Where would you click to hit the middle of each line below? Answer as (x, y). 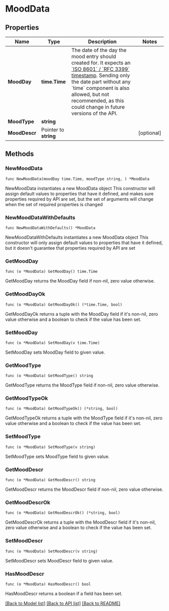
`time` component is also (100, 88)
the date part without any (101, 82)
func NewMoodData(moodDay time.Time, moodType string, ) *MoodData (77, 179)
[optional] (150, 133)
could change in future (98, 107)
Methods (20, 154)
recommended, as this (98, 101)
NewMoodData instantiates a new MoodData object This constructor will (80, 188)
